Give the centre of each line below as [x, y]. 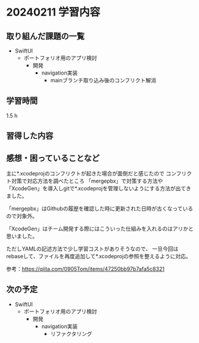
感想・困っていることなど [53, 158]
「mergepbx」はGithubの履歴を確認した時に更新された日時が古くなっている [100, 209]
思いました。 [22, 236]
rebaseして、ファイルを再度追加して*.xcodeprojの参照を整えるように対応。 [99, 257]
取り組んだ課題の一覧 [45, 36]
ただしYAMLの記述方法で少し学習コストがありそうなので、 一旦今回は [92, 249]
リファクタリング [71, 333]
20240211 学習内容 [53, 12]
